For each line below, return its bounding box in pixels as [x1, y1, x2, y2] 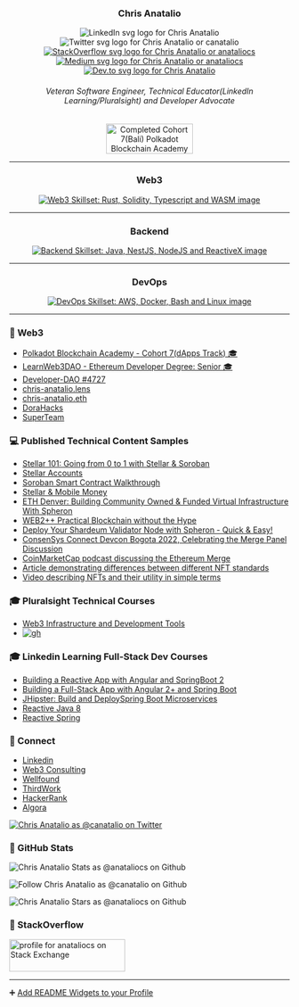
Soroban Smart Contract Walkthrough [21, 476, 161, 488]
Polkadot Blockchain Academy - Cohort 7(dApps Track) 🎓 [21, 347, 238, 359]
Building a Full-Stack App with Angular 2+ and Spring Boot [21, 683, 238, 694]
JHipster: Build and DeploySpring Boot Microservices [21, 693, 218, 704]
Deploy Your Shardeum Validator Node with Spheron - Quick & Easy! [21, 524, 273, 535]
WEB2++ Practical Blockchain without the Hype [21, 515, 198, 525]
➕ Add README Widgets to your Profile [9, 987, 154, 998]
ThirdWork [21, 783, 61, 794]
